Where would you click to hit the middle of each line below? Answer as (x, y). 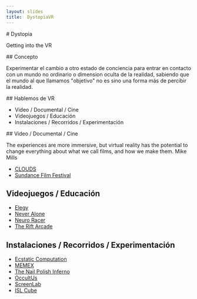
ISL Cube (26, 290)
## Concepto (22, 57)
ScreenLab (28, 284)
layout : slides (25, 11)
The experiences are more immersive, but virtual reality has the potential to (97, 145)
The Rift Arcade (34, 227)
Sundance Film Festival (43, 175)
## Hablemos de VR (30, 98)
